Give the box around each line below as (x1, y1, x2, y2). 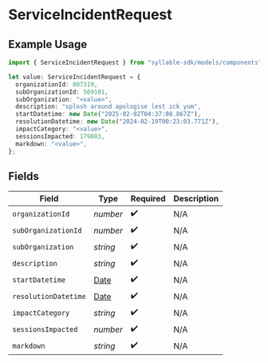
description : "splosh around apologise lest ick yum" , (15, 102, 202, 111)
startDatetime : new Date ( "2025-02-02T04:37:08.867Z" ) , (15, 110, 202, 118)
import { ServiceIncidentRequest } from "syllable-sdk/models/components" (8, 58, 262, 66)
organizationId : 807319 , (15, 80, 98, 89)
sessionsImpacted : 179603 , (15, 132, 105, 141)
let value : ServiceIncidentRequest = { (8, 73, 141, 81)
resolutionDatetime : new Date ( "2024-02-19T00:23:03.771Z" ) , (15, 118, 219, 126)
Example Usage (8, 38, 88, 51)
